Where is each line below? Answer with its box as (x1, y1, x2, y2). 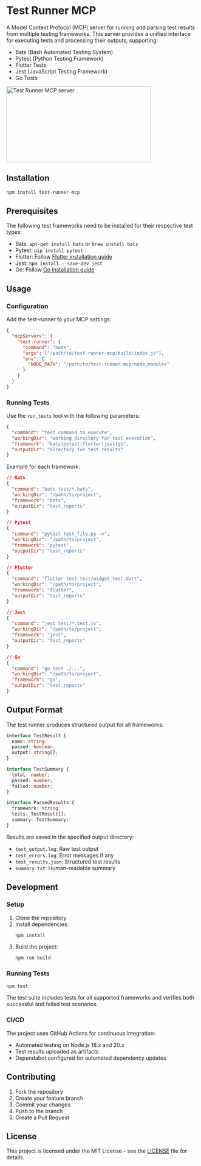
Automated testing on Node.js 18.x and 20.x (15, 1041, 124, 1048)
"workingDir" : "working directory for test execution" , (12, 435, 156, 441)
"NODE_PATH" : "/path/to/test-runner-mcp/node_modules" (28, 361, 170, 367)
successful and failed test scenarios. (6, 1000, 98, 1008)
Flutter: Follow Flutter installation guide (15, 253, 112, 261)
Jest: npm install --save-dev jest (15, 259, 103, 267)
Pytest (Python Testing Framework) (15, 55, 104, 62)
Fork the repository (15, 1088, 64, 1095)
